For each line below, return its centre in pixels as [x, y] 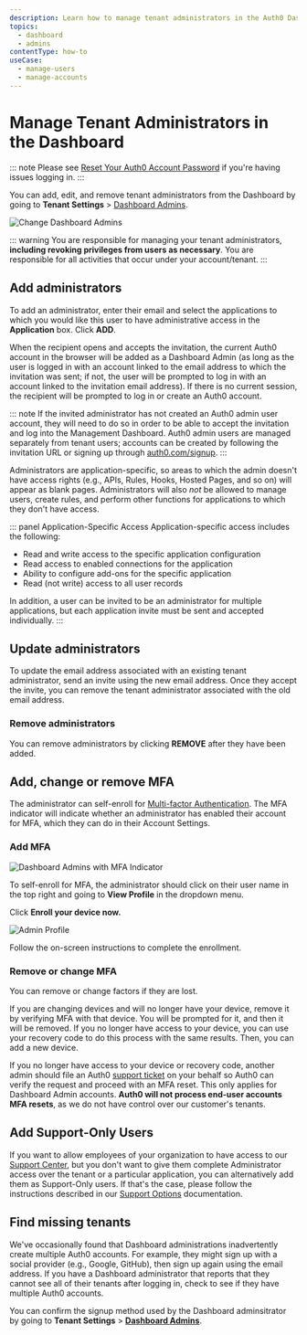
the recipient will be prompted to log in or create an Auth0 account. [136, 396]
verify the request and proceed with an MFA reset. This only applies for [143, 1085]
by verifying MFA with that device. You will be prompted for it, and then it [147, 1019]
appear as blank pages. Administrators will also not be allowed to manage [148, 489]
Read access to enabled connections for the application [127, 564]
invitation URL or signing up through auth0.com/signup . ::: [118, 452]
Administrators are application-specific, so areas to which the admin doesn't [153, 470]
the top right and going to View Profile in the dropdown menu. [127, 894]
